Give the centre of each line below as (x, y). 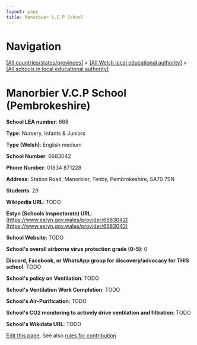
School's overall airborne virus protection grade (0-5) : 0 (77, 249)
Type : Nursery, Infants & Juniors (46, 133)
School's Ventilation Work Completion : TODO (63, 290)
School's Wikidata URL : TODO (44, 324)
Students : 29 (22, 191)
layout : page (22, 12)
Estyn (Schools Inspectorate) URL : (50, 214)
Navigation (34, 46)
